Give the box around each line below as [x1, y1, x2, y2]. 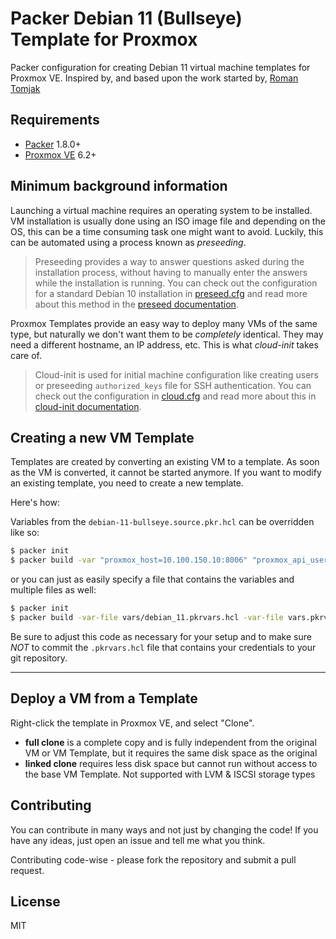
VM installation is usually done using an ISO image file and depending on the [10, 215, 326, 227]
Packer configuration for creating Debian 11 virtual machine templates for [10, 61, 311, 73]
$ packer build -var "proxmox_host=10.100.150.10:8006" [10, 555, 248, 566]
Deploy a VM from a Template [10, 690, 198, 707]
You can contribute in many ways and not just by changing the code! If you [10, 823, 319, 836]
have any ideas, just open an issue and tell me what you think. [10, 834, 266, 846]
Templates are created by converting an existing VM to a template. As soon [10, 456, 320, 468]
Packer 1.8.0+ [24, 138, 82, 150]
